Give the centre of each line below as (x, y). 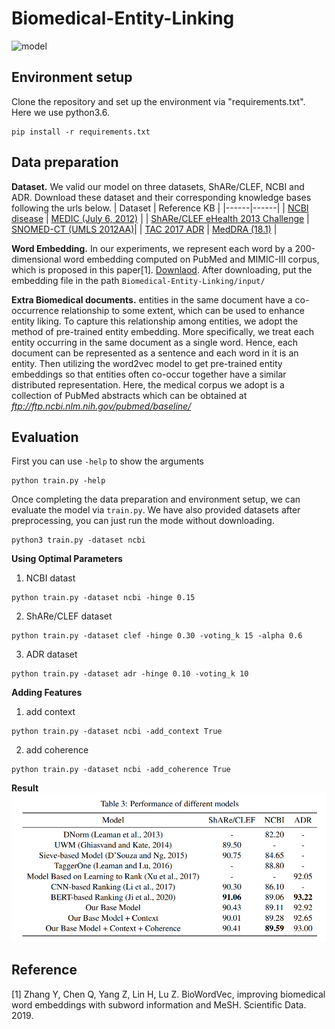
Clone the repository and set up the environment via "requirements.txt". (158, 101)
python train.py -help (58, 481)
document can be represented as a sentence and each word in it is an (155, 353)
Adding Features (47, 693)
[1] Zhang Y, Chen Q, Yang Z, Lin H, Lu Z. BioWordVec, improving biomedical (168, 994)
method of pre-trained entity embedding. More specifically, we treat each (162, 331)
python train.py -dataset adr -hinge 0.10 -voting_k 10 (130, 674)
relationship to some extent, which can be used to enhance (182, 310)
